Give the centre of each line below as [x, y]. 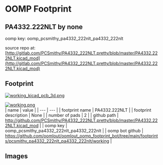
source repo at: [20, 48]
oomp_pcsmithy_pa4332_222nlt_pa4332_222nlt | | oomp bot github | [74, 131]
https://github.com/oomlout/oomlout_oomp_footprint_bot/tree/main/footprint [81, 136]
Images [16, 156]
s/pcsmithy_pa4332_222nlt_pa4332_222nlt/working [57, 141]
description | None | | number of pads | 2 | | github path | [62, 115]
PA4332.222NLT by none [44, 27]
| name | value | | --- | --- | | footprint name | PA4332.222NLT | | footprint [78, 110]
